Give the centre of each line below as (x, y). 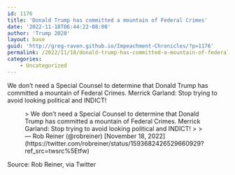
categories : (24, 59)
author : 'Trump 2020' (39, 33)
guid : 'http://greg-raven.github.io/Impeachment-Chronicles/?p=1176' (111, 46)
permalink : (23, 53)
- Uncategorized (44, 66)
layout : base (26, 40)
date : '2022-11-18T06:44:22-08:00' (59, 26)
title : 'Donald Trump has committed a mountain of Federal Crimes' (108, 20)
